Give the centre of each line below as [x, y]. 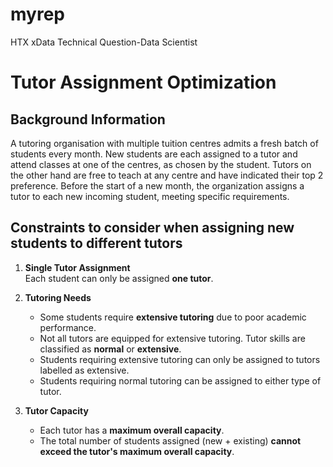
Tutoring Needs [58, 297]
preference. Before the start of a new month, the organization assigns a [157, 185]
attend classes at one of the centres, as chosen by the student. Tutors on [161, 164]
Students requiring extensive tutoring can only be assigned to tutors [180, 359]
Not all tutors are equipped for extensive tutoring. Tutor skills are [172, 338]
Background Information [88, 119]
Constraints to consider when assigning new [152, 228]
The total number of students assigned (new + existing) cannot [170, 440]
